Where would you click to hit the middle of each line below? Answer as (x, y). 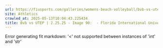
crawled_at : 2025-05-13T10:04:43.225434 (47, 18)
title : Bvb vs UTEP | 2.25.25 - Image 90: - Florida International (76, 23)
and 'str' (13, 42)
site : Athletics (21, 14)
